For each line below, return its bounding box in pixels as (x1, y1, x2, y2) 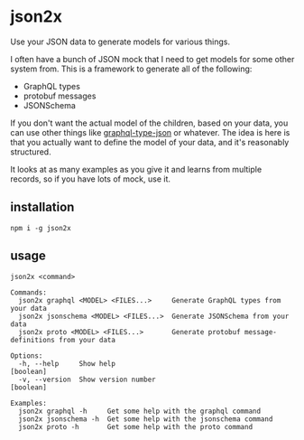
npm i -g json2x (10, 223, 71, 232)
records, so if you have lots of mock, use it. (10, 173, 170, 184)
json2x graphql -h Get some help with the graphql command (18, 407, 261, 416)
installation (10, 200, 75, 215)
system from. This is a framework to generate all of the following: (10, 63, 253, 74)
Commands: (10, 287, 48, 297)
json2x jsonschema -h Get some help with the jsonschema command (18, 414, 273, 424)
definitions (10, 335, 55, 344)
